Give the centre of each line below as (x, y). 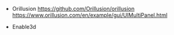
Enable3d (24, 27)
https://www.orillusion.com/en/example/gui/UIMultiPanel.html (90, 15)
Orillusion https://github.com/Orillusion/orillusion (73, 9)
